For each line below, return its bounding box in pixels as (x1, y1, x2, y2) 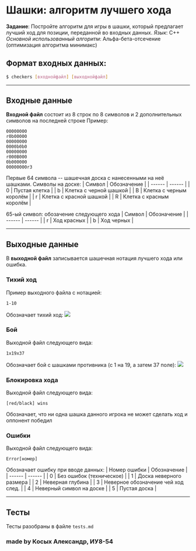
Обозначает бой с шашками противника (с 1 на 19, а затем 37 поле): (6, 361, 176, 368)
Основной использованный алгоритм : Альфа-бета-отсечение (6, 35, 161, 42)
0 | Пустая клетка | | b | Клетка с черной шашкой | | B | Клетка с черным (6, 187, 187, 194)
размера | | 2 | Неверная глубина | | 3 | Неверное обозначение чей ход (6, 479, 184, 486)
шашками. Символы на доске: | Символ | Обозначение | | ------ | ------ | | (6, 181, 190, 188)
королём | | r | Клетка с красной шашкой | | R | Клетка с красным (6, 193, 169, 200)
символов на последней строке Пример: (6, 117, 108, 124)
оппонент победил (6, 417, 52, 424)
